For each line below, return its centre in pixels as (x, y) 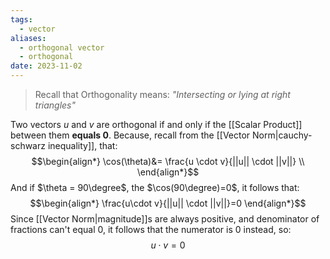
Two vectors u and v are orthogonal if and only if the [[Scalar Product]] (156, 124)
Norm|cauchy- (282, 135)
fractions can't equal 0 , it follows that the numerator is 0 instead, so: (151, 229)
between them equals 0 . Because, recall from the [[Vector (130, 135)
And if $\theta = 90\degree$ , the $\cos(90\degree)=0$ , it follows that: (155, 187)
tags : (21, 19)
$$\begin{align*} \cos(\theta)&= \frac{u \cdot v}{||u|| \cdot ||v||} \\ (168, 161)
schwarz (28, 145)
